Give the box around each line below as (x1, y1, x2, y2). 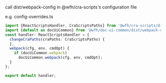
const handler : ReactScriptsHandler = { (5, 32, 90, 37)
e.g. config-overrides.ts (5, 14, 53, 19)
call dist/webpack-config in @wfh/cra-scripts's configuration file (5, 4, 137, 10)
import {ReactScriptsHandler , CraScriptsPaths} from (5, 23, 116, 28)
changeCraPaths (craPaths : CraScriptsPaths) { (9, 37, 105, 42)
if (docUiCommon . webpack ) (14, 51, 68, 55)
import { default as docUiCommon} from (5, 28, 85, 32)
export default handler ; (5, 73, 56, 78)
